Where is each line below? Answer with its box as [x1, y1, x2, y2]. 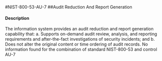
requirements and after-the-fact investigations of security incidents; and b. [5, 36, 155, 42]
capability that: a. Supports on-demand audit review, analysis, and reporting [5, 31, 157, 37]
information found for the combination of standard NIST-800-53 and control [5, 46, 157, 52]
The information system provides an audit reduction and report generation [5, 26, 154, 32]
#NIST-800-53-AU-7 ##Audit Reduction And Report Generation [5, 4, 132, 10]
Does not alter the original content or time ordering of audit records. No [5, 41, 148, 47]
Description [5, 15, 30, 21]
